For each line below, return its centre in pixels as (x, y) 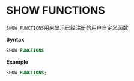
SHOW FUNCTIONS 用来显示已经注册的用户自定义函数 (67, 27)
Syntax (15, 39)
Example (17, 62)
